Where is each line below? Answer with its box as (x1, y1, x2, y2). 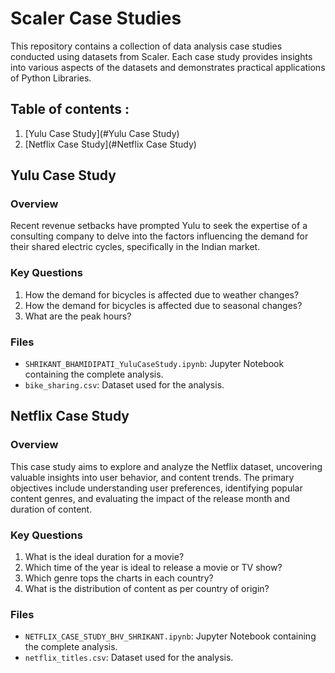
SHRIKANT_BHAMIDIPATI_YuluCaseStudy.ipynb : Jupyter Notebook (24, 358, 285, 370)
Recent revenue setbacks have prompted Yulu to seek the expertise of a (10, 220, 308, 232)
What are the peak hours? (24, 310, 132, 322)
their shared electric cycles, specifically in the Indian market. (10, 241, 261, 253)
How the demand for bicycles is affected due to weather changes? (24, 288, 300, 301)
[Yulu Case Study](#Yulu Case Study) (24, 127, 180, 139)
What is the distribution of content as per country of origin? (24, 583, 270, 595)
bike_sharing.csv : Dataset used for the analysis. (24, 379, 225, 391)
